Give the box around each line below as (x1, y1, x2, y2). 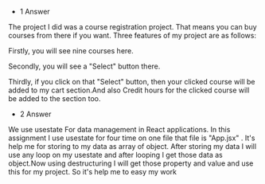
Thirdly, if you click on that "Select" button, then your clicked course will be (8, 77, 255, 86)
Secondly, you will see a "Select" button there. (8, 61, 161, 71)
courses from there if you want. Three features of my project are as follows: (8, 31, 257, 40)
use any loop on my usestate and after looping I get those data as (8, 151, 223, 159)
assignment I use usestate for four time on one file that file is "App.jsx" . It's (8, 133, 255, 143)
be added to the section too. (8, 94, 101, 103)
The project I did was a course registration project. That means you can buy (8, 22, 257, 31)
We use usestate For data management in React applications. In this (8, 125, 231, 134)
